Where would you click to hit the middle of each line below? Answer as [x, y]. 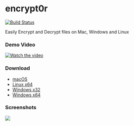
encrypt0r [26, 9]
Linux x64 [22, 84]
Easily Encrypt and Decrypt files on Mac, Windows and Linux [67, 32]
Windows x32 [26, 89]
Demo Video [20, 44]
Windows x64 [26, 95]
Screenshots [21, 108]
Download [18, 68]
